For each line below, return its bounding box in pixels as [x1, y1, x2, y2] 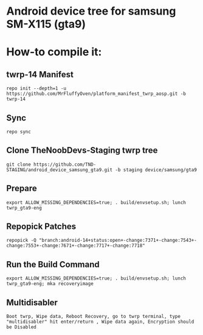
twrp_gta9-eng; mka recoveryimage [6, 281, 94, 287]
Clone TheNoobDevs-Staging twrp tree [6, 145, 158, 156]
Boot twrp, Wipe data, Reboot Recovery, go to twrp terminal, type [6, 314, 181, 320]
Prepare [6, 183, 38, 194]
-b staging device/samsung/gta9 [115, 166, 198, 173]
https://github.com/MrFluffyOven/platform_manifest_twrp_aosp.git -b [6, 91, 187, 97]
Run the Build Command [6, 259, 100, 269]
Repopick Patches [6, 221, 77, 232]
